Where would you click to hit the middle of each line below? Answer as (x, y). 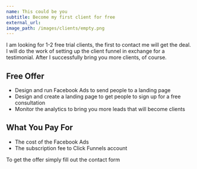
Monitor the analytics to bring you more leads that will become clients (100, 109)
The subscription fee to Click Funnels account (71, 148)
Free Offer (25, 76)
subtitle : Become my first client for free (61, 17)
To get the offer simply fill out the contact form (63, 160)
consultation (30, 103)
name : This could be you (37, 12)
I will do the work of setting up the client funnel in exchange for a (85, 51)
